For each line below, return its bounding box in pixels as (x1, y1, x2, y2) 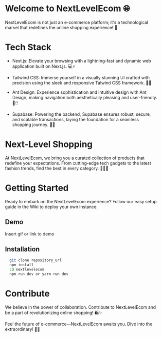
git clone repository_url (9, 258, 62, 263)
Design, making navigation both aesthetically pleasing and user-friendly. (12, 94, 157, 100)
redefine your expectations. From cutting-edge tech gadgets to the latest (5, 160, 152, 166)
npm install (9, 262, 34, 268)
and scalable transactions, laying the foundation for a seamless (12, 116, 139, 122)
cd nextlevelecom (9, 267, 45, 272)
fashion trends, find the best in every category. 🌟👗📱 (5, 165, 108, 171)
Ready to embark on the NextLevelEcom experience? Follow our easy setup (5, 198, 157, 204)
